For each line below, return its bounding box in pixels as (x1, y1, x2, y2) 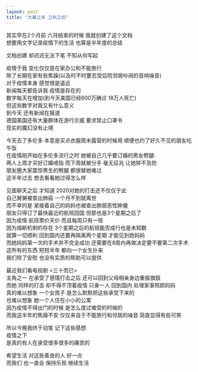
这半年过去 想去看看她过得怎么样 (6, 174, 86, 181)
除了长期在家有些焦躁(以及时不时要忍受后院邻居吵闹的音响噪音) (6, 72, 162, 79)
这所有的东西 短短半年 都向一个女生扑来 (6, 246, 103, 254)
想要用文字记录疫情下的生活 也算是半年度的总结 (6, 39, 123, 46)
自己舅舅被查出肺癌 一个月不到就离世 (6, 194, 97, 201)
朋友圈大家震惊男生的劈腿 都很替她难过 (6, 167, 102, 174)
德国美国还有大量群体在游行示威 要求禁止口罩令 (6, 116, 123, 124)
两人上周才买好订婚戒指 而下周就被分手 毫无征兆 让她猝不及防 (6, 159, 157, 166)
